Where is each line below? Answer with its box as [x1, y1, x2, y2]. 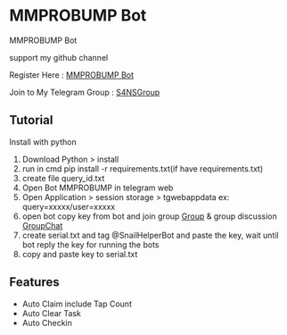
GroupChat [21, 220, 63, 230]
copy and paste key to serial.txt [21, 248, 138, 259]
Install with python [9, 136, 78, 147]
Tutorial [9, 113, 53, 128]
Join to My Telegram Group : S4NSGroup [9, 87, 160, 97]
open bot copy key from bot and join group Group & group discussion [21, 211, 278, 222]
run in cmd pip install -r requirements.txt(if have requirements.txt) [21, 163, 264, 174]
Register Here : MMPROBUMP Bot [9, 69, 135, 80]
